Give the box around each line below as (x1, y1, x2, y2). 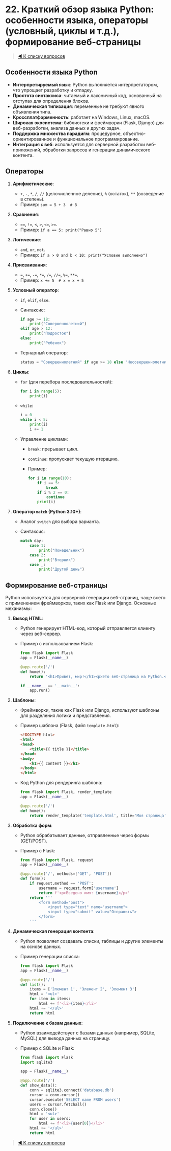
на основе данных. (20, 943, 62, 950)
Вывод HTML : (12, 615, 43, 622)
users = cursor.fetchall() (30, 1102, 87, 1107)
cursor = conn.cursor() (30, 1092, 80, 1097)
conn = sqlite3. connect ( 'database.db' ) (30, 1088, 115, 1093)
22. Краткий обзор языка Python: (5, 4, 154, 15)
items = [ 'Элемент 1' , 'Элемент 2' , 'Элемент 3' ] (30, 987, 137, 992)
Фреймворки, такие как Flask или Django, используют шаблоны (20, 707, 159, 713)
